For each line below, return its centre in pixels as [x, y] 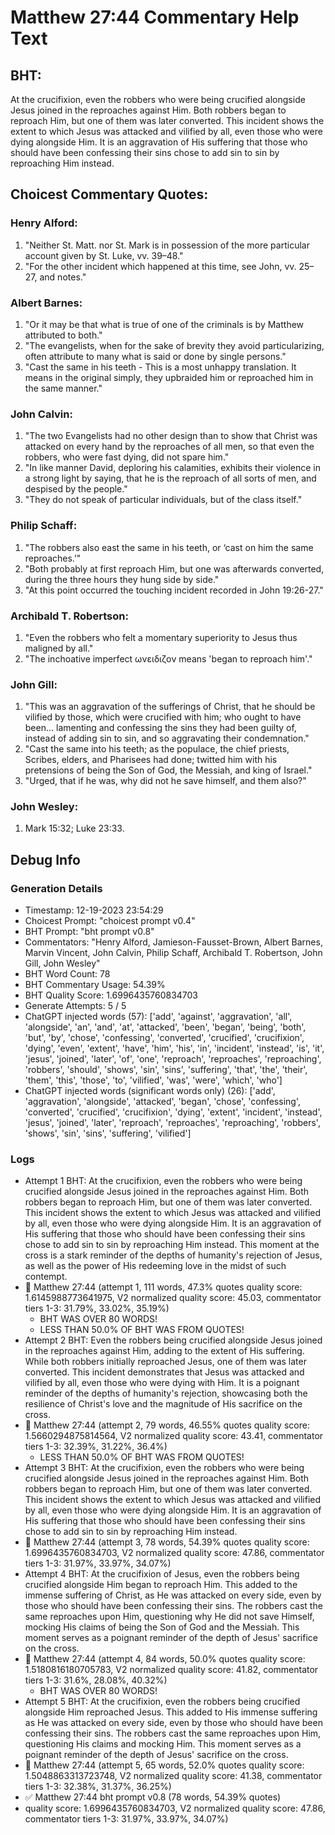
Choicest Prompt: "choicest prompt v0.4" [110, 921]
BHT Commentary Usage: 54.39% [95, 985]
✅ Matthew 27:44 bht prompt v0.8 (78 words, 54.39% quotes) [153, 1797]
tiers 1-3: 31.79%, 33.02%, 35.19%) [97, 1308]
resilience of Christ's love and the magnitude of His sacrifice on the [163, 1404]
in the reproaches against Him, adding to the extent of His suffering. [164, 1351]
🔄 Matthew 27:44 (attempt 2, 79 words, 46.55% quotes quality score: [167, 1425]
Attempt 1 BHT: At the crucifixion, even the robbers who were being [163, 1181]
